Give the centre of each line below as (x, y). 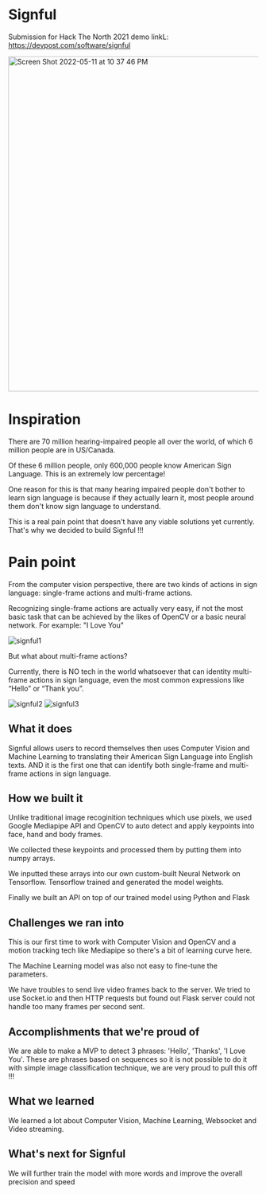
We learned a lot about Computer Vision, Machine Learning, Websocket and (132, 1120)
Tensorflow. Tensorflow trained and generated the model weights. (116, 883)
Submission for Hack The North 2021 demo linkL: (89, 37)
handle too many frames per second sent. (77, 1007)
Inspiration (44, 419)
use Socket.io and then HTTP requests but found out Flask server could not (132, 998)
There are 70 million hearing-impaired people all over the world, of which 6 (131, 441)
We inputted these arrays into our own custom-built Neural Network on (124, 874)
